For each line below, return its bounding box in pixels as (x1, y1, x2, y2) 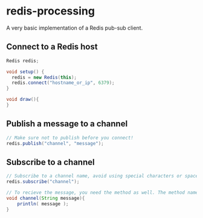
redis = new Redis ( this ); (11, 74, 77, 80)
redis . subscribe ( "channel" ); (6, 179, 80, 185)
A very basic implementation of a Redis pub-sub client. (6, 24, 143, 31)
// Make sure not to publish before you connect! (6, 135, 134, 141)
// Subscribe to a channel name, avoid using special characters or (6, 173, 182, 179)
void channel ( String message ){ (6, 195, 85, 201)
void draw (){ (6, 97, 39, 103)
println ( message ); (17, 200, 69, 207)
